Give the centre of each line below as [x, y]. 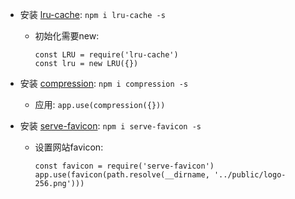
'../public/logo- [250, 175]
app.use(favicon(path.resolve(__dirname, [122, 175]
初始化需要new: [67, 36]
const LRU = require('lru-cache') [106, 55]
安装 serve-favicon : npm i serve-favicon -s [110, 126]
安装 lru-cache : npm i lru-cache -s [92, 14]
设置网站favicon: [69, 147]
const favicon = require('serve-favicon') [124, 166]
